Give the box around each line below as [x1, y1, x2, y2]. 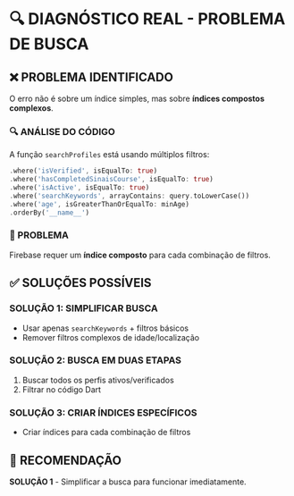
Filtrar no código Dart [21, 383, 101, 395]
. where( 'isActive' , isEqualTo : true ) [9, 183, 150, 192]
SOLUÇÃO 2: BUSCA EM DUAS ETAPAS [9, 354, 181, 366]
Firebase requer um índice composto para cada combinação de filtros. [9, 249, 271, 260]
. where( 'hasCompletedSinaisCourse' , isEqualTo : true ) [9, 175, 214, 184]
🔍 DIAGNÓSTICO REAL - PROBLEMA [9, 9, 286, 29]
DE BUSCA [9, 34, 89, 55]
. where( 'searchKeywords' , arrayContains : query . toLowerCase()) [9, 191, 250, 200]
